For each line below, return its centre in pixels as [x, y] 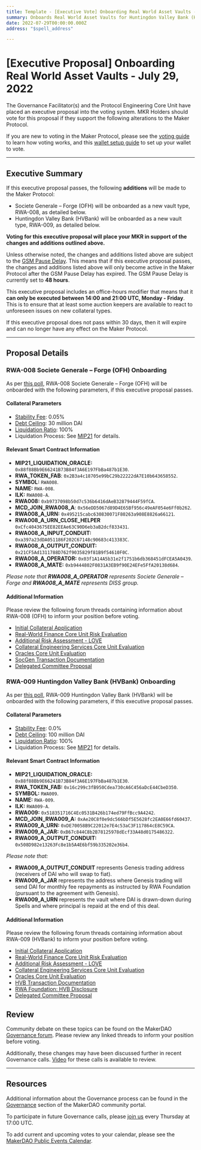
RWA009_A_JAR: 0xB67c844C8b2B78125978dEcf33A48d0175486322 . [95, 832]
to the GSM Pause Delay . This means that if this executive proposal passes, [99, 261]
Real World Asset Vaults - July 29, [93, 76]
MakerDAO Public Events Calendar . [49, 1140]
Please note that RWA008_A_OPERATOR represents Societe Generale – [95, 577]
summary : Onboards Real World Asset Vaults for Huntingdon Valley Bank [97, 17]
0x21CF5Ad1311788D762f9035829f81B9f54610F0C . [72, 552]
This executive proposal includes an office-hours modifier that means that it [100, 292]
